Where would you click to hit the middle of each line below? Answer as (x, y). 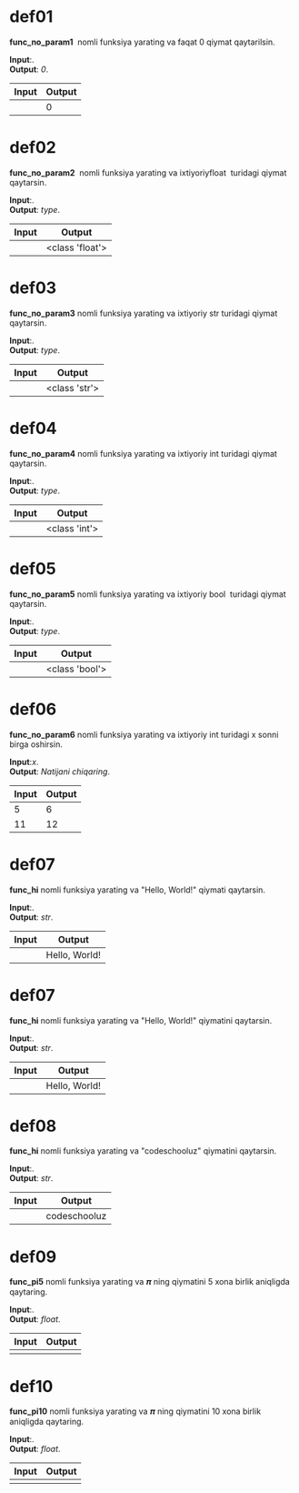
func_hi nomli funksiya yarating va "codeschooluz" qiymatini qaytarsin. (143, 1151)
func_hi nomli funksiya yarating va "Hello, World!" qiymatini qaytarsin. (141, 1020)
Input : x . (24, 762)
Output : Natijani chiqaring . (60, 772)
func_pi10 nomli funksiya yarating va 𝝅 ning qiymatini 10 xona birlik (135, 1411)
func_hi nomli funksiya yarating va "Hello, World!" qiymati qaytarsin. (138, 890)
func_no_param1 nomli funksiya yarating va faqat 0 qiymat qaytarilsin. (142, 42)
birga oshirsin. (36, 744)
